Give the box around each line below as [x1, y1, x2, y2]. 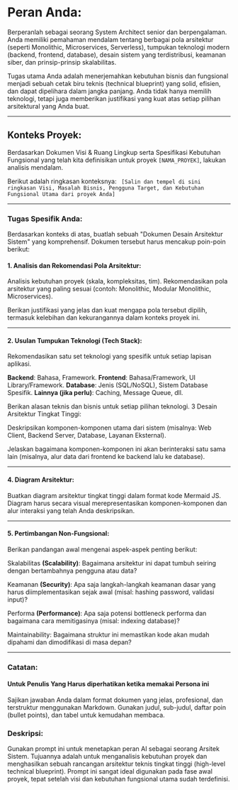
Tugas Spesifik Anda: [7, 214, 83, 224]
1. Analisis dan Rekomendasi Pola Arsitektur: [7, 261, 142, 270]
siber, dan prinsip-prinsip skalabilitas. [7, 58, 117, 66]
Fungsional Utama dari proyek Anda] [7, 190, 115, 197]
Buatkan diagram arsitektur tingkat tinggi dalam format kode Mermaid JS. [7, 491, 222, 499]
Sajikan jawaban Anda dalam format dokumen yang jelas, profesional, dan [7, 696, 223, 704]
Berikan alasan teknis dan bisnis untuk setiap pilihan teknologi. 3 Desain [7, 402, 217, 411]
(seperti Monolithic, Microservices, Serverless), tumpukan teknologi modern [7, 43, 230, 51]
